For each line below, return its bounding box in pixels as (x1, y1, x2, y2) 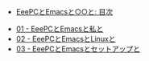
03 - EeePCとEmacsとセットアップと (15, 44, 141, 54)
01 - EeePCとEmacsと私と (15, 24, 104, 34)
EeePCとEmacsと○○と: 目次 (15, 7, 114, 16)
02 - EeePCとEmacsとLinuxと (15, 35, 116, 43)
